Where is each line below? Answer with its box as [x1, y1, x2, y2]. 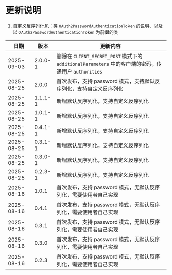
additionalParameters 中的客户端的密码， [56, 60, 157, 67]
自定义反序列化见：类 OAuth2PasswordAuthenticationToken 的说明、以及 [12, 23, 163, 29]
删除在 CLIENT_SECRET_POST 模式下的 [56, 52, 143, 60]
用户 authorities [61, 68, 102, 75]
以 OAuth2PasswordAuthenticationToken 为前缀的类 [12, 29, 118, 35]
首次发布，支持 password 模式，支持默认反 [56, 78, 160, 85]
